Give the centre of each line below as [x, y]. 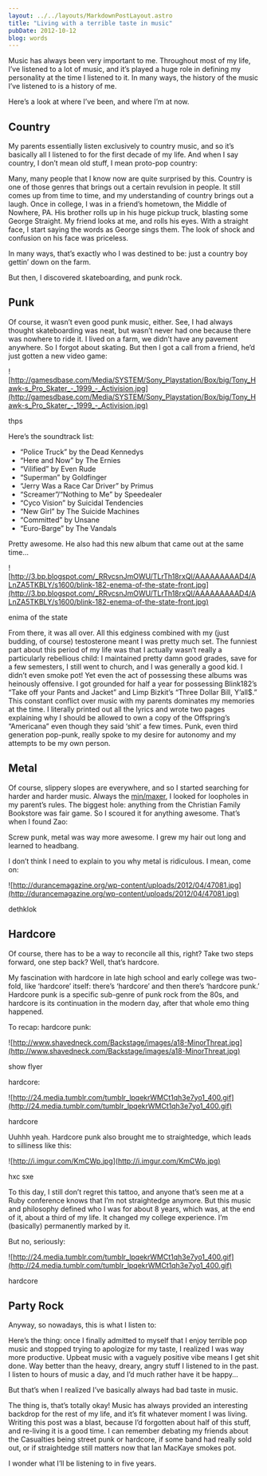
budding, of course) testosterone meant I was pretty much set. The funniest [133, 641]
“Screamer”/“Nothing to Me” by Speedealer [91, 494]
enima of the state [38, 617]
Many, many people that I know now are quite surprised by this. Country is [130, 179]
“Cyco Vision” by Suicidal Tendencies [81, 503]
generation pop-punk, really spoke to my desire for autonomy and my [122, 734]
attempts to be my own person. [59, 743]
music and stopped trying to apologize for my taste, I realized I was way [126, 1349]
